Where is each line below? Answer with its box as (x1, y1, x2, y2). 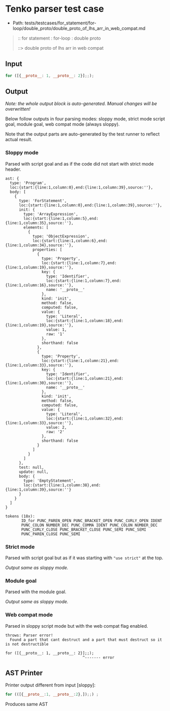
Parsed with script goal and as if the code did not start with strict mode (5, 160, 154, 167)
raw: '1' (46, 331, 65, 337)
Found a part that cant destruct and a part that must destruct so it (10, 637, 162, 642)
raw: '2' (46, 429, 65, 434)
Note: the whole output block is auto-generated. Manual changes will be (5, 101, 157, 107)
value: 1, (46, 327, 67, 332)
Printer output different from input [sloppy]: (5, 682, 95, 688)
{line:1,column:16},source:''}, (5, 282, 74, 287)
